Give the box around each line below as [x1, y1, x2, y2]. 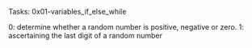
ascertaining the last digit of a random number [8, 31, 163, 40]
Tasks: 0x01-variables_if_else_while [8, 7, 127, 16]
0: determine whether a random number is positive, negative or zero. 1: [8, 22, 245, 31]
